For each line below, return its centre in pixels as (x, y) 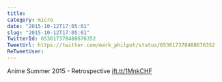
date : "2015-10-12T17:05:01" (48, 26)
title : (16, 13)
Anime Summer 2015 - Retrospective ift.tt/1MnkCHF (80, 71)
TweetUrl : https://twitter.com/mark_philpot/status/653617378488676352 (111, 45)
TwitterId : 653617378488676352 (52, 39)
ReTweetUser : (26, 52)
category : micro (30, 20)
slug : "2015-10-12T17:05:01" (48, 32)
